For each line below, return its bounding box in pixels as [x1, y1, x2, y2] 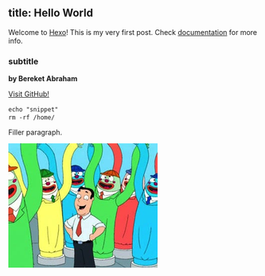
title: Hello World [8, 6, 94, 20]
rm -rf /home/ [8, 114, 56, 122]
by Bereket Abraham [8, 74, 78, 84]
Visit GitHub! [8, 89, 50, 99]
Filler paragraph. [8, 127, 63, 138]
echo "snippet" [8, 106, 59, 114]
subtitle [8, 56, 39, 67]
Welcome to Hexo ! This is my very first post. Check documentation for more [8, 27, 257, 37]
